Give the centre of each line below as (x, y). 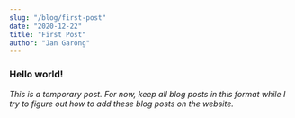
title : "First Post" (48, 34)
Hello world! (36, 75)
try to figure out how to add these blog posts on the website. (121, 104)
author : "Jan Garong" (50, 43)
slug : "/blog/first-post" (58, 18)
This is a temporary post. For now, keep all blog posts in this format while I (147, 94)
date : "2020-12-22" (46, 26)
